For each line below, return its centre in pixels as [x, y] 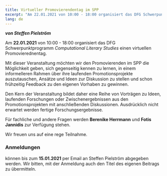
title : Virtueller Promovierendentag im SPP [52, 10]
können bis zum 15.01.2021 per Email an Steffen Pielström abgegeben [77, 158]
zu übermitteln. [21, 169]
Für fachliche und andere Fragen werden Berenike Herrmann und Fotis [78, 120]
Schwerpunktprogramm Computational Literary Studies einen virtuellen [78, 48]
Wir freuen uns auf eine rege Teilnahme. [46, 135]
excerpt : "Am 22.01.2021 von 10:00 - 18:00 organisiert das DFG [73, 14]
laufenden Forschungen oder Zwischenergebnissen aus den [67, 99]
